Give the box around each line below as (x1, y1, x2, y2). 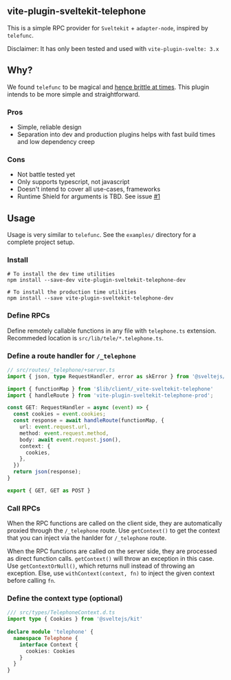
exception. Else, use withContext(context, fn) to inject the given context (7, 569, 215, 577)
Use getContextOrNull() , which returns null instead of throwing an (7, 561, 195, 570)
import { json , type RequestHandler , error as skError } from (7, 373, 189, 380)
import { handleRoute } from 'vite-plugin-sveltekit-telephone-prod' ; (7, 392, 214, 399)
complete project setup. (7, 238, 75, 247)
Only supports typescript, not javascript (16, 178, 130, 186)
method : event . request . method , (19, 430, 109, 437)
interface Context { (19, 641, 78, 648)
